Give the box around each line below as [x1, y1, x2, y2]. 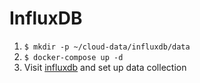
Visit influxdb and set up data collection [23, 61, 187, 73]
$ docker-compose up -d [23, 52, 124, 62]
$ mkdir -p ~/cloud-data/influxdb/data [23, 42, 191, 52]
